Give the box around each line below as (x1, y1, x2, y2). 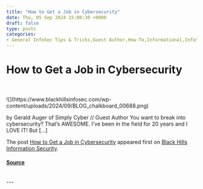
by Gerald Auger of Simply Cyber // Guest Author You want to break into (6, 114, 186, 121)
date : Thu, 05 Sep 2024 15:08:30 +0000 (6, 14, 107, 21)
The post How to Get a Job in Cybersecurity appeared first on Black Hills (6, 138, 188, 146)
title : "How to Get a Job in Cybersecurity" (6, 8, 120, 15)
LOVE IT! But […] (6, 126, 48, 133)
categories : (6, 31, 36, 37)
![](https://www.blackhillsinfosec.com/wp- (6, 95, 112, 103)
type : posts (6, 25, 36, 32)
